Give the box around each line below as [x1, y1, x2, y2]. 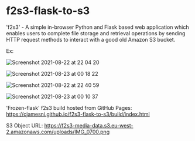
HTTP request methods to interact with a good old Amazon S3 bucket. [6, 36, 176, 43]
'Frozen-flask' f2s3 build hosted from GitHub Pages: [6, 104, 132, 111]
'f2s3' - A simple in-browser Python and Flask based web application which [6, 23, 189, 31]
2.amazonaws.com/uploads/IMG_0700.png [6, 128, 110, 135]
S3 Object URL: [6, 122, 43, 129]
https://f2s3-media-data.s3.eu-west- [44, 122, 134, 129]
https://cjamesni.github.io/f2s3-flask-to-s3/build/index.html [6, 110, 150, 117]
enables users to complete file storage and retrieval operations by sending [6, 29, 186, 36]
